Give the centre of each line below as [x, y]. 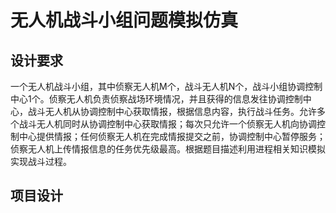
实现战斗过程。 [41, 161]
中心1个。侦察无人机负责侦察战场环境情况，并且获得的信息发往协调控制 [156, 99]
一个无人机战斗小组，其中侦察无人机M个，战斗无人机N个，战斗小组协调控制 [166, 86]
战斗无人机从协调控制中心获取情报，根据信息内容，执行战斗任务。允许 [172, 111]
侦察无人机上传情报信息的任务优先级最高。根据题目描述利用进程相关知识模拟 [168, 149]
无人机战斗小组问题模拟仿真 [124, 20]
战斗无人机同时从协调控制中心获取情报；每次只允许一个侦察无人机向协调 [167, 124]
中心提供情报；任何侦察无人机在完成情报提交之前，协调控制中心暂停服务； [172, 136]
